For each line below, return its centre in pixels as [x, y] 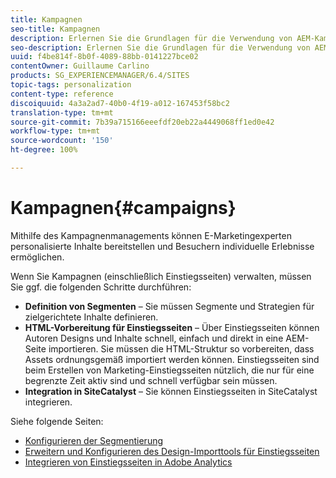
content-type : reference [62, 94]
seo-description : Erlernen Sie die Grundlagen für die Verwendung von [160, 47]
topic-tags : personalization [71, 85]
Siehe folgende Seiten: [57, 421]
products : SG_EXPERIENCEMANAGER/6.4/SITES [100, 76]
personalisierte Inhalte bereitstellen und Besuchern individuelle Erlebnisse [162, 246]
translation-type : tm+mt [62, 112]
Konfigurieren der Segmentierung [94, 440]
